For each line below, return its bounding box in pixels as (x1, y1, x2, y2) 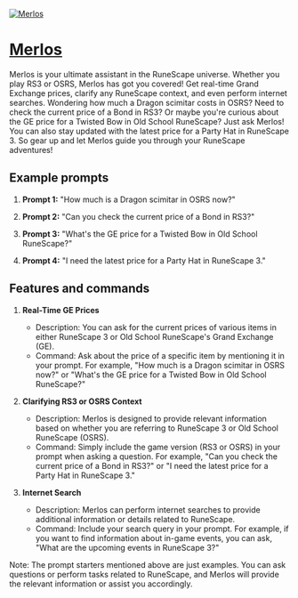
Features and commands (9, 281, 149, 296)
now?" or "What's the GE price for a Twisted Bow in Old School (35, 369, 267, 380)
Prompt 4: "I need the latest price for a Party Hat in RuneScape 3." (21, 255, 267, 266)
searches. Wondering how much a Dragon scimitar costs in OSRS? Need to (9, 97, 285, 108)
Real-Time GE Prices (21, 304, 100, 315)
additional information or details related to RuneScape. (35, 513, 236, 524)
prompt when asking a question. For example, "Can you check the (35, 450, 278, 462)
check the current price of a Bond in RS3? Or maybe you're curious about (9, 107, 279, 117)
